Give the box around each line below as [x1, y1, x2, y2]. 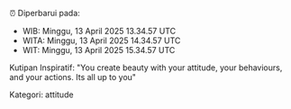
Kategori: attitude [9, 89, 74, 100]
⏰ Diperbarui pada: [9, 8, 81, 18]
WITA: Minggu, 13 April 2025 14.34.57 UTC [22, 35, 181, 46]
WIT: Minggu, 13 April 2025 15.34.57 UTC [22, 45, 176, 55]
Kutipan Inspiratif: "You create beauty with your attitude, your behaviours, [9, 62, 283, 73]
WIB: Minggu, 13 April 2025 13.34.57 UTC [22, 26, 177, 36]
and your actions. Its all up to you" [9, 72, 137, 82]
